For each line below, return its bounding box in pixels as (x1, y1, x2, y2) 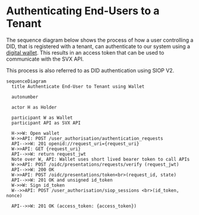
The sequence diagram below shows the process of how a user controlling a (6, 36, 194, 43)
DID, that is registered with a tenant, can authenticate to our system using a (6, 43, 191, 50)
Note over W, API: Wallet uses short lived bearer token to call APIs (11, 156, 190, 162)
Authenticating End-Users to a (6, 4, 160, 18)
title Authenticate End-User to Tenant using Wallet (11, 83, 145, 90)
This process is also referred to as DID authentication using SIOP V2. (6, 67, 175, 74)
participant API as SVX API (11, 120, 81, 126)
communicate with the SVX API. (6, 55, 84, 62)
